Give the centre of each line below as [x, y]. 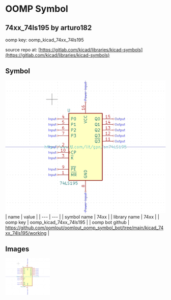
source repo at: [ [23, 50]
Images [17, 249]
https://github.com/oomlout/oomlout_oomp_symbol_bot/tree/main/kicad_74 [84, 228]
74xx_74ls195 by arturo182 [49, 28]
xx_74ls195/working [26, 233]
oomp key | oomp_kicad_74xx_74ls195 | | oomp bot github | [67, 222]
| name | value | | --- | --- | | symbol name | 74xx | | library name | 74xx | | [82, 216]
